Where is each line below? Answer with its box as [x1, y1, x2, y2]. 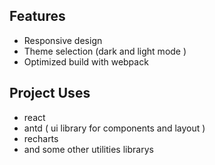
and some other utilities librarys [23, 143, 154, 155]
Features [9, 8, 66, 25]
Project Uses [9, 85, 91, 102]
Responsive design [23, 34, 103, 46]
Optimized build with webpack [23, 55, 149, 68]
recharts [23, 132, 59, 144]
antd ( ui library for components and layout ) [23, 122, 206, 134]
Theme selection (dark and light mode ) [23, 45, 187, 57]
